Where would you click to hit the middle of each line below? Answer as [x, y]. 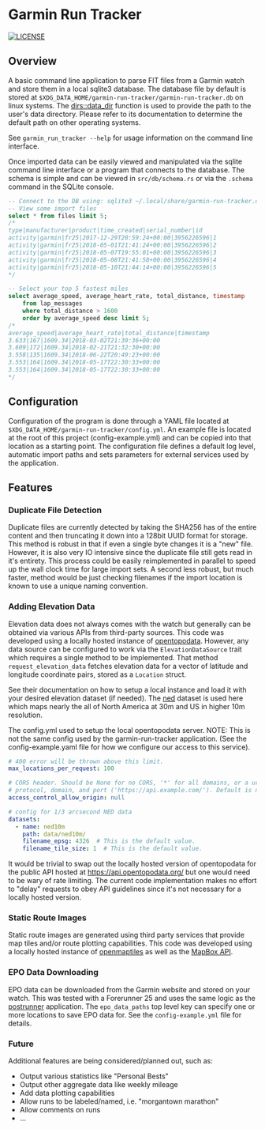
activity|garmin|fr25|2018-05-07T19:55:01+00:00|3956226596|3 [112, 252]
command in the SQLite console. [61, 187]
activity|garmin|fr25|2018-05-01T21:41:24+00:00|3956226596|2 [112, 245]
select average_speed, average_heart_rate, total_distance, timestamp [127, 296]
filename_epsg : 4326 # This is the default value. [109, 841]
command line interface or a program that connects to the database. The [127, 170]
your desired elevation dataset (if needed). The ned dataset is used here [126, 698]
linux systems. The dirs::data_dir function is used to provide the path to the [130, 105]
